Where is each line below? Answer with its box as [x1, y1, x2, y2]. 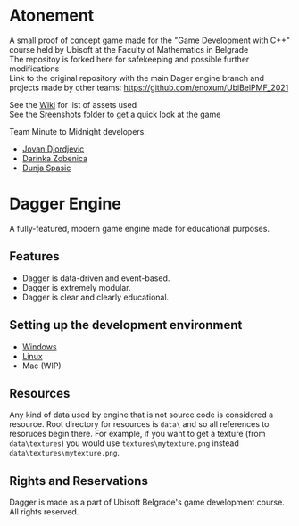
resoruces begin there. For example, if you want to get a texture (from [9, 429, 266, 440]
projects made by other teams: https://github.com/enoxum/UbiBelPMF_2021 [9, 82, 289, 93]
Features [9, 249, 60, 264]
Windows [21, 341, 57, 352]
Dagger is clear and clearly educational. [21, 292, 170, 302]
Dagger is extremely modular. [21, 282, 131, 292]
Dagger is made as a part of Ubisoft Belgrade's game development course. [9, 497, 286, 508]
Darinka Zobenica [21, 152, 87, 163]
